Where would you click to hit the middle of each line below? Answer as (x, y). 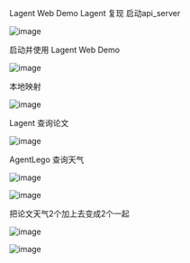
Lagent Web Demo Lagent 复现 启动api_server (95, 13)
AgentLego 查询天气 (47, 159)
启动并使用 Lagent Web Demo (64, 50)
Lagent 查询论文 (39, 123)
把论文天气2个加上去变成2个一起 (70, 213)
